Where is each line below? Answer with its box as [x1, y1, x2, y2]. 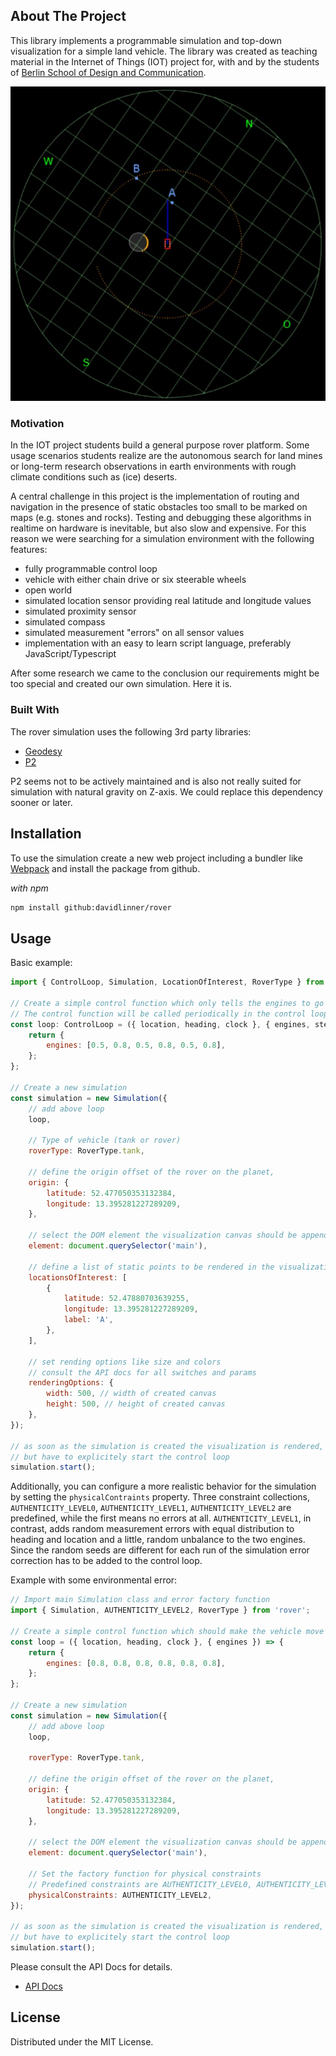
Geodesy [24, 745, 63, 757]
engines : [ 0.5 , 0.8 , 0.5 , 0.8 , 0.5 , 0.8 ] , [46, 1040, 226, 1051]
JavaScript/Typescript [24, 648, 117, 660]
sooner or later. [10, 796, 73, 808]
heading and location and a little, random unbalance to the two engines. [10, 1534, 306, 1546]
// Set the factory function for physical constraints [28, 1869, 262, 1879]
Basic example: [10, 957, 73, 969]
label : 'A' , [63, 1315, 114, 1325]
